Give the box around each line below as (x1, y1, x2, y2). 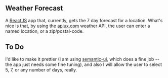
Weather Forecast (5, 4, 63, 13)
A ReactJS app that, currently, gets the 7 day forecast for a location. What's (5, 17, 163, 23)
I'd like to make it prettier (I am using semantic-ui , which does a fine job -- (5, 56, 159, 62)
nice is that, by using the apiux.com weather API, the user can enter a (5, 23, 150, 29)
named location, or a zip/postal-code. (5, 28, 84, 34)
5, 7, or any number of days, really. (5, 66, 77, 72)
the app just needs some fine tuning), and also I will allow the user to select (5, 61, 162, 67)
